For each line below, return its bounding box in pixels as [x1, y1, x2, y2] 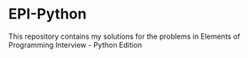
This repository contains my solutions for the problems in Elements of [8, 31, 241, 41]
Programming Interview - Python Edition [8, 39, 143, 49]
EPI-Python [8, 5, 87, 23]
